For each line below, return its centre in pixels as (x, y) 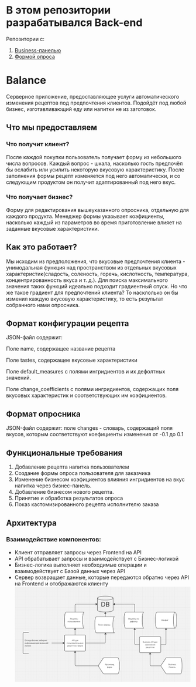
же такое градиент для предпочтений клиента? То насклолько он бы (92, 292)
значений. (19, 378)
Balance (26, 80)
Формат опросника (43, 414)
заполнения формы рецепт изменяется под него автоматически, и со (93, 176)
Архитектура (32, 523)
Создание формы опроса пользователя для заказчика (82, 473)
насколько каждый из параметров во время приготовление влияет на (94, 222)
